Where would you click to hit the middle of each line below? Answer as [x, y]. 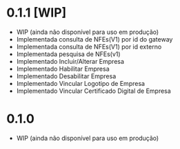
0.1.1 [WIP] [37, 13]
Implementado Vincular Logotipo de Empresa [81, 83]
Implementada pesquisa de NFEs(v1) [69, 54]
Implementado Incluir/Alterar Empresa [70, 61]
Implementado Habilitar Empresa [63, 69]
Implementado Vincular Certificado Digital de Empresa [94, 91]
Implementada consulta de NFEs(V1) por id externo [89, 46]
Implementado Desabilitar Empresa [66, 76]
